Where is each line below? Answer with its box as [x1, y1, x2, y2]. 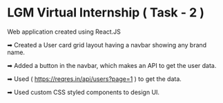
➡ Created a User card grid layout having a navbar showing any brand [7, 41, 207, 49]
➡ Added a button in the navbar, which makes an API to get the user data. [7, 61, 217, 69]
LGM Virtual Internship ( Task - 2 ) [7, 5, 205, 21]
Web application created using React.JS [7, 27, 121, 36]
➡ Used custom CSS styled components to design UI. [7, 88, 160, 96]
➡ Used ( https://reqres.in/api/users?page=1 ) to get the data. [7, 74, 182, 83]
